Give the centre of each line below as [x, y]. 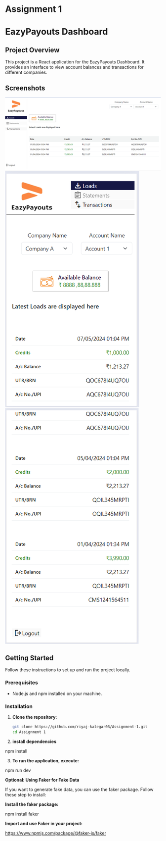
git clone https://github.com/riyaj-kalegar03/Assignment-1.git [80, 727]
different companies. [26, 72]
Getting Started [29, 658]
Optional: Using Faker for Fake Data [42, 780]
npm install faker [22, 814]
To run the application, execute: [45, 760]
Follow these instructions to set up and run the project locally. [68, 670]
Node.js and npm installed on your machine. [57, 693]
